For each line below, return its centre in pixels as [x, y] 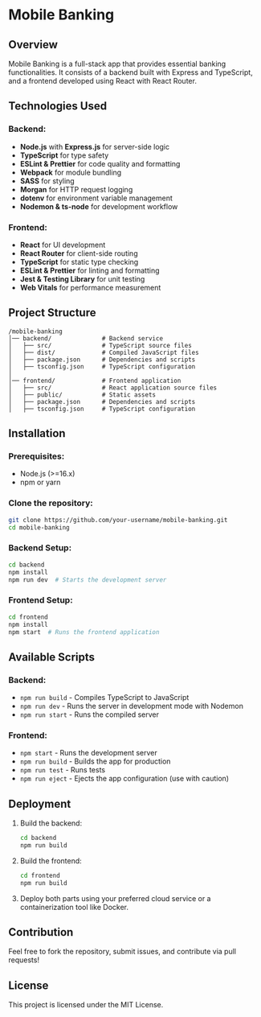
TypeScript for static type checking [79, 261]
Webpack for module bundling [71, 172]
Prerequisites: [37, 456]
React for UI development [63, 245]
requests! [24, 960]
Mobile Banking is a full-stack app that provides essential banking [117, 64]
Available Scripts [51, 657]
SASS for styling [47, 181]
